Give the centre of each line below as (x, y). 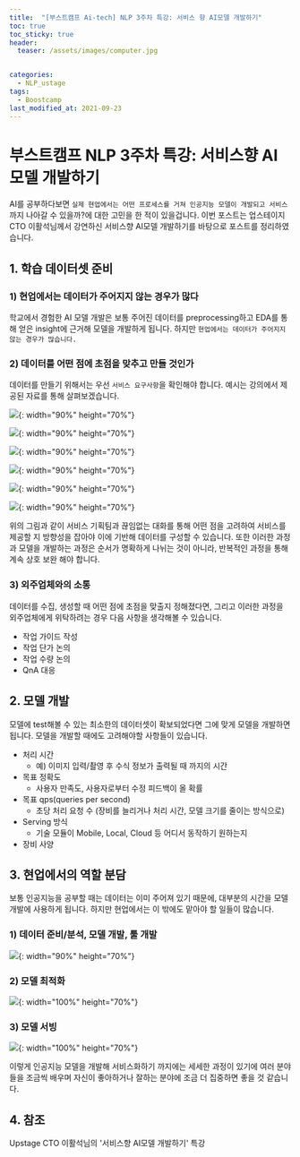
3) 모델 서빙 (33, 1026)
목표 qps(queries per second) (77, 799)
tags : (19, 91)
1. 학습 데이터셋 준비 (61, 268)
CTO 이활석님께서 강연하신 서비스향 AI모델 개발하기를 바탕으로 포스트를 (134, 227)
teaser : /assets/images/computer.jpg (88, 51)
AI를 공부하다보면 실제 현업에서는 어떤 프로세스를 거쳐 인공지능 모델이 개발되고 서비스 (149, 204)
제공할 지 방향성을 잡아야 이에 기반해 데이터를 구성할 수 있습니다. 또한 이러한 (142, 537)
